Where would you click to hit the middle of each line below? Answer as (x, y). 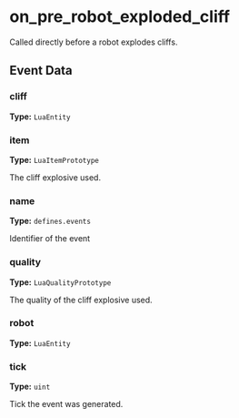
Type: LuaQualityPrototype (60, 282)
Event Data (41, 71)
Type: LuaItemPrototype (55, 159)
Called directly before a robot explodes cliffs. (94, 42)
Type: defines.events (50, 221)
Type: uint (30, 387)
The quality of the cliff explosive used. (81, 300)
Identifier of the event (50, 239)
